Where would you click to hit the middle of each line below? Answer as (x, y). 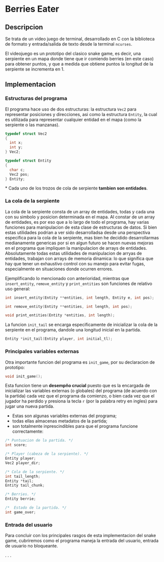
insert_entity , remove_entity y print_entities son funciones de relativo (79, 283)
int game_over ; (21, 512)
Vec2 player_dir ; (23, 463)
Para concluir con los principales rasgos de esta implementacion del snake (81, 536)
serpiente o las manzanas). (32, 125)
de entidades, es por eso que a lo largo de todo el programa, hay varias (77, 222)
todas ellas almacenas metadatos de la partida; (60, 421)
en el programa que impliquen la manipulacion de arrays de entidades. (76, 248)
